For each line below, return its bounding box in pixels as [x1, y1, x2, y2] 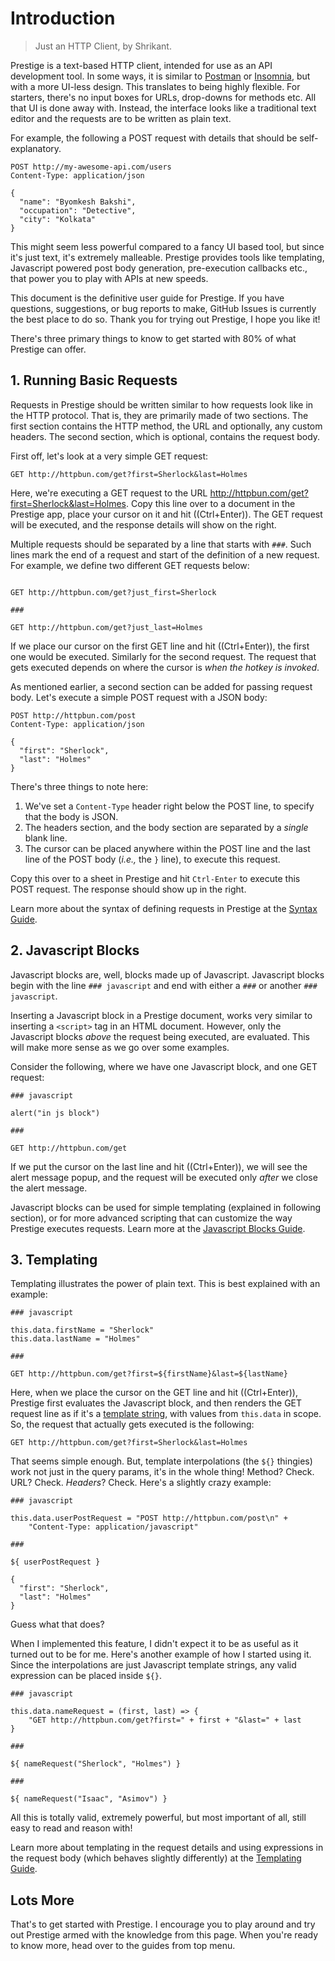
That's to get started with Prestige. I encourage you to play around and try [10, 1918, 316, 1931]
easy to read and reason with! [10, 1822, 133, 1834]
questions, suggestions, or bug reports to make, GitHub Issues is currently [10, 302, 317, 314]
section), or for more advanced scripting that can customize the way [10, 1212, 293, 1224]
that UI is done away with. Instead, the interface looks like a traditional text [10, 102, 317, 114]
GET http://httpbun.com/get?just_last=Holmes [10, 622, 203, 632]
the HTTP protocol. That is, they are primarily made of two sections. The [10, 409, 309, 421]
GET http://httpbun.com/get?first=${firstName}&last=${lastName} [10, 1369, 288, 1379]
